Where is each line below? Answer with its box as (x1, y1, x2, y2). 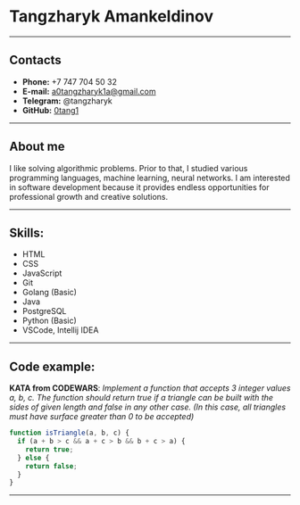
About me (9, 139, 65, 154)
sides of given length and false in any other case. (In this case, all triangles (9, 402, 287, 412)
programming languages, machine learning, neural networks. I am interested (9, 172, 290, 183)
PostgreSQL (21, 306, 67, 317)
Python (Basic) (21, 315, 78, 327)
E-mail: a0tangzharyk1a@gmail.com (21, 86, 156, 96)
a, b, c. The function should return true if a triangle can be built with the (9, 393, 274, 403)
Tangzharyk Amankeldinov (9, 6, 214, 27)
